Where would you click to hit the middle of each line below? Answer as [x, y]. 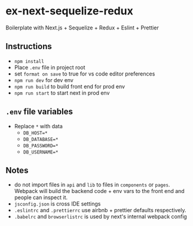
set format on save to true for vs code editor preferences [85, 74]
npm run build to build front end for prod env [70, 86]
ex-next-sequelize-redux [70, 11]
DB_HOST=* [36, 133]
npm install [29, 61]
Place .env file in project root [50, 67]
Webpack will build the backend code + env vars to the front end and [99, 191]
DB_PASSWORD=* [41, 146]
